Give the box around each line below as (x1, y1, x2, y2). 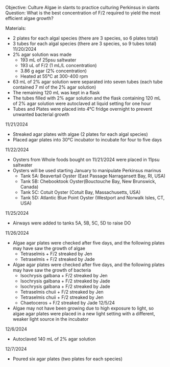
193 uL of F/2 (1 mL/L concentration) (20, 63, 97, 68)
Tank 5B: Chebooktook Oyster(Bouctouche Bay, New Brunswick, (20, 178, 157, 184)
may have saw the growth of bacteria (12, 267, 91, 273)
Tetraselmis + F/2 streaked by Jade (20, 256, 95, 262)
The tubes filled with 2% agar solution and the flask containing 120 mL (12, 95, 161, 101)
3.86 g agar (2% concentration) (20, 68, 87, 74)
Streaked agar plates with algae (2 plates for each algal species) (12, 131, 148, 137)
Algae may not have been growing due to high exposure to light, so (12, 305, 154, 311)
